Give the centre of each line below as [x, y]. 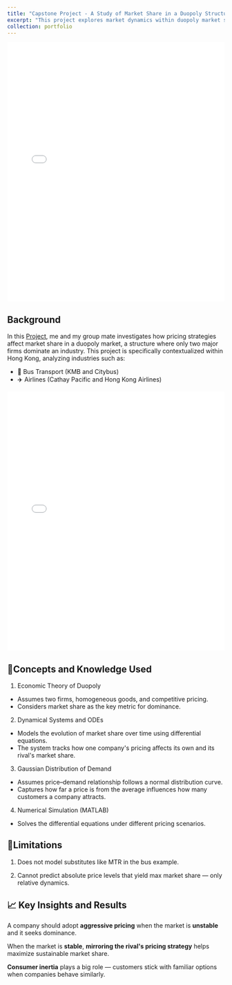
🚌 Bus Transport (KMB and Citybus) [68, 372]
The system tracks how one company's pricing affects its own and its [116, 748]
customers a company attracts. [61, 797]
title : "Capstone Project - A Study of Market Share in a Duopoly [105, 13]
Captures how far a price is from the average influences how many [112, 789]
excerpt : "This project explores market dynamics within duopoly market [114, 20]
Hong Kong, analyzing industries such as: [66, 358]
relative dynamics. [43, 883]
